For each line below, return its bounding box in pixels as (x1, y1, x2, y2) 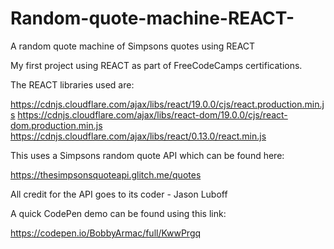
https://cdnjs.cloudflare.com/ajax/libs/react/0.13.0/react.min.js (10, 130, 267, 142)
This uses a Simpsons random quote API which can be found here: (10, 149, 285, 161)
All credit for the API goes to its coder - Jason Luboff (10, 188, 228, 200)
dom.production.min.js (10, 119, 103, 131)
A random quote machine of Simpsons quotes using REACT (10, 40, 256, 52)
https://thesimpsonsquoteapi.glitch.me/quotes (10, 168, 202, 181)
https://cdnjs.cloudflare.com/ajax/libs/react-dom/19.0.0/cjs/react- (17, 108, 288, 121)
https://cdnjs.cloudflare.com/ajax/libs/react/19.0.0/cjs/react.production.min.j (10, 98, 325, 110)
